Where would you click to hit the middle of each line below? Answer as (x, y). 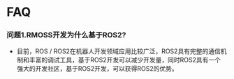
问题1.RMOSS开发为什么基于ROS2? (66, 35)
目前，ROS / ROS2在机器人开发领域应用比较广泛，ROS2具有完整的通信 (118, 51)
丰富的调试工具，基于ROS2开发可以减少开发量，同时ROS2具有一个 (125, 60)
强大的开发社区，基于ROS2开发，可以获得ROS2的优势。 (97, 69)
